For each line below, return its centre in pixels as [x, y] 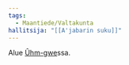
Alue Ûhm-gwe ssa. [40, 53]
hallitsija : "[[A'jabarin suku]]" [65, 30]
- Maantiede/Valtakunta [54, 23]
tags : [17, 15]
